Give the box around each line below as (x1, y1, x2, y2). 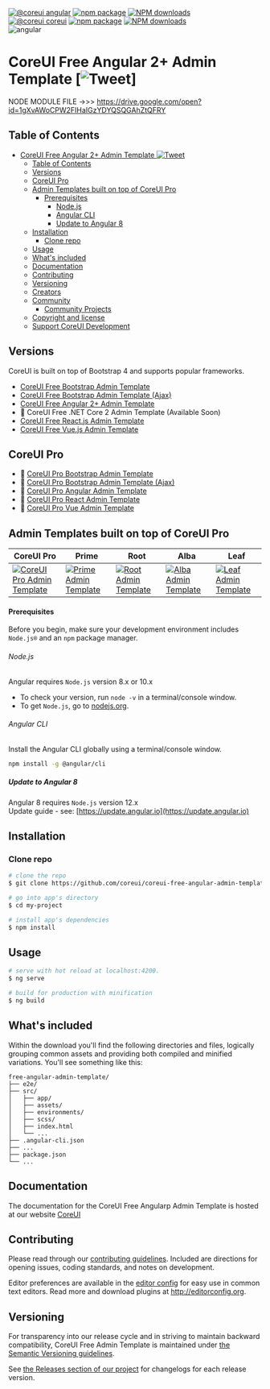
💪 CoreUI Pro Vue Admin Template (19, 504, 135, 513)
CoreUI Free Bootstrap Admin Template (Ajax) (19, 390, 172, 400)
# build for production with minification (8, 989, 153, 997)
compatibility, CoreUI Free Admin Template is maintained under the (8, 1340, 231, 1350)
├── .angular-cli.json (8, 1136, 84, 1144)
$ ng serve (8, 975, 45, 983)
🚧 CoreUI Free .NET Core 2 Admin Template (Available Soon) (19, 407, 221, 417)
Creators (31, 287, 62, 296)
